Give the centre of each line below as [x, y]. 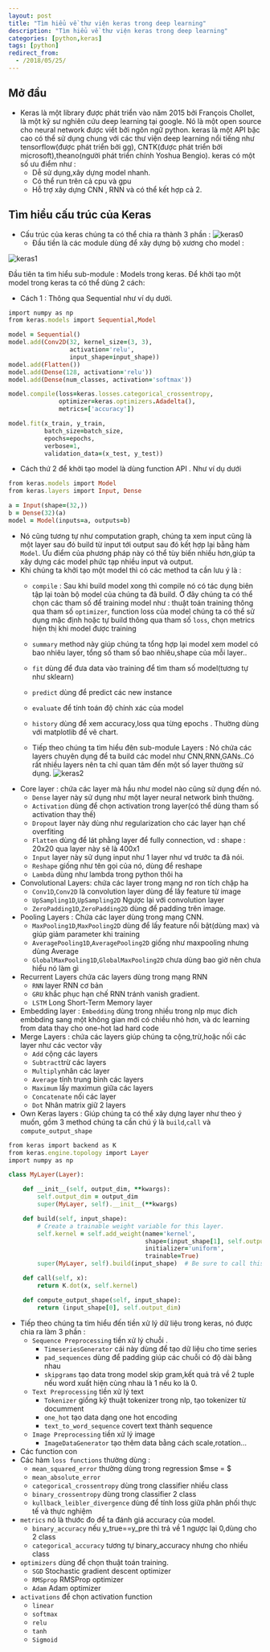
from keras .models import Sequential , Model [82, 320]
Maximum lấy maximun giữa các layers [93, 1087]
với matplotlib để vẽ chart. [75, 732]
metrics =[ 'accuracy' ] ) [97, 409]
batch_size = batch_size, [84, 431]
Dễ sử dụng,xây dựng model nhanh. [91, 172]
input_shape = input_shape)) [115, 357]
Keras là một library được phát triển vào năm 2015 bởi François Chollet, [137, 113]
